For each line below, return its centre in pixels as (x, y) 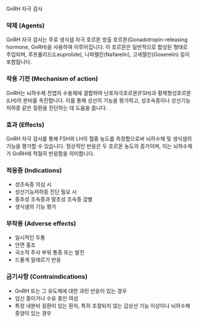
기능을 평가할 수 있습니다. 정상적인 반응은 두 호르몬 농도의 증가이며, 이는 (89, 146)
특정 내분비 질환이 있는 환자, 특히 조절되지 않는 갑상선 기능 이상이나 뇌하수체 (103, 305)
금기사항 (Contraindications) (47, 277)
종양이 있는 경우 (33, 313)
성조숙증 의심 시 (33, 184)
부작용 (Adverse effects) (41, 223)
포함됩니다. (19, 62)
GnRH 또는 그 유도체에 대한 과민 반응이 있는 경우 (71, 291)
